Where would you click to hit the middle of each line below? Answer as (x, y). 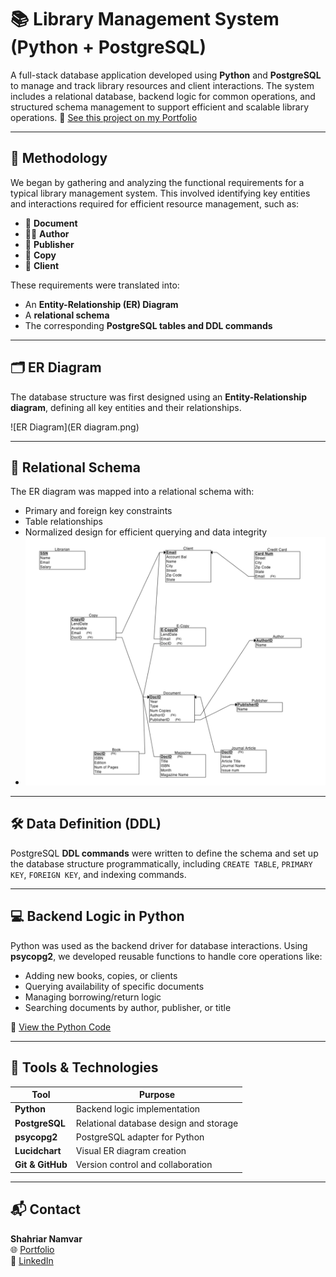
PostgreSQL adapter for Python (140, 1137)
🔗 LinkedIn (32, 1260)
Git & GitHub (41, 1165)
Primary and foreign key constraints (98, 511)
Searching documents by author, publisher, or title (128, 1007)
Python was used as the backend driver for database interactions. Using (159, 945)
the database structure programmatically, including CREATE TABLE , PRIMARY (161, 863)
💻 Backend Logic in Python (97, 916)
